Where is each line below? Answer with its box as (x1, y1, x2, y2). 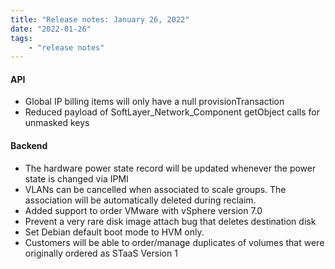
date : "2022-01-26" (10, 24, 92, 34)
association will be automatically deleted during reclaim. (24, 194, 257, 206)
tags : (10, 33, 33, 43)
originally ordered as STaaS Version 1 (24, 247, 178, 259)
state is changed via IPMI (24, 172, 129, 185)
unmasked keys (24, 117, 90, 129)
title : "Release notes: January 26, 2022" (10, 14, 190, 25)
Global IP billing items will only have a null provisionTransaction (24, 96, 285, 108)
